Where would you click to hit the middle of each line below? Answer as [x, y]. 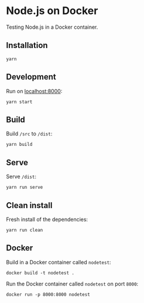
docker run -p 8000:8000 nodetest [48, 294]
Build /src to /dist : [29, 134]
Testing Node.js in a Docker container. [52, 27]
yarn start [19, 102]
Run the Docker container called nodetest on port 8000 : [72, 284]
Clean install [29, 205]
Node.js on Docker [52, 11]
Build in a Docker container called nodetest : [59, 262]
